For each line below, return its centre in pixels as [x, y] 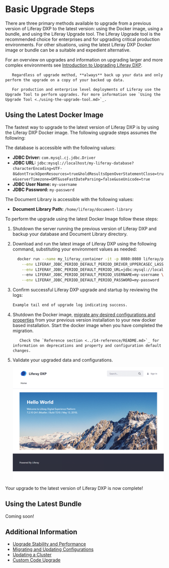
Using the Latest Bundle [44, 504]
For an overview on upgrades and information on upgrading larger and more [84, 59]
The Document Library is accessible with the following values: [69, 199]
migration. [23, 331]
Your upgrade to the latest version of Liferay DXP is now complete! [74, 488]
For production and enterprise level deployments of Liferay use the [86, 89]
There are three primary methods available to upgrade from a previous [78, 23]
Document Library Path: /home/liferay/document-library [72, 209]
